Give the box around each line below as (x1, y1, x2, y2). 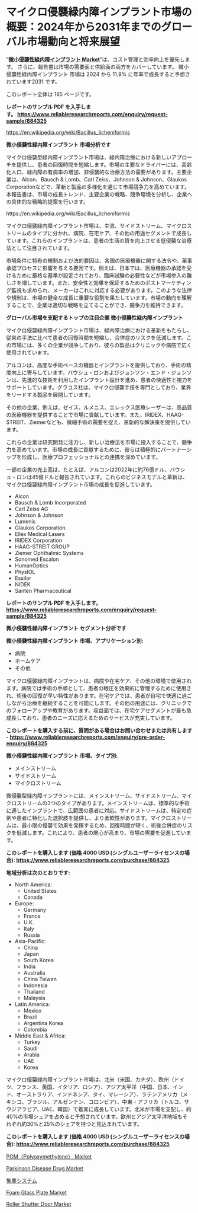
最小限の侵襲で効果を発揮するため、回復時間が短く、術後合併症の (21, 822, 182, 829)
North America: (14, 881, 52, 888)
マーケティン (160, 279, 192, 286)
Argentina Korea (23, 1019, 63, 1026)
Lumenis (14, 518, 36, 525)
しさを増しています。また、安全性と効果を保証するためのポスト (6, 279, 161, 286)
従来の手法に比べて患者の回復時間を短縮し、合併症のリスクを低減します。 (6, 334, 187, 341)
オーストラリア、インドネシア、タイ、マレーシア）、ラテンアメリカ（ (16, 1090, 183, 1097)
